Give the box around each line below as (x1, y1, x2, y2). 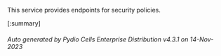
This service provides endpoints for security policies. (7, 6, 161, 14)
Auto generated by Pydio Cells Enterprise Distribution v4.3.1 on (7, 35, 189, 44)
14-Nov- (189, 35, 214, 44)
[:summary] (7, 19, 41, 27)
